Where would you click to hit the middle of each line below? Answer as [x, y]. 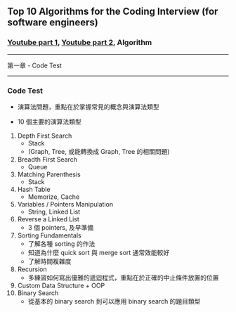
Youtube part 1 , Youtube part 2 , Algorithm [80, 43]
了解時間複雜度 [50, 261]
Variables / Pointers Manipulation [65, 204]
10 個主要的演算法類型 [50, 122]
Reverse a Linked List [48, 219]
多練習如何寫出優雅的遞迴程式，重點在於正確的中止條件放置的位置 [123, 278]
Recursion [32, 269]
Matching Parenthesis [49, 174]
